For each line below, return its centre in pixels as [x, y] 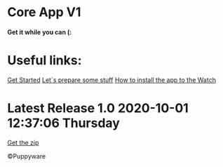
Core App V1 [44, 12]
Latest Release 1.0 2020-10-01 [98, 108]
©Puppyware [27, 156]
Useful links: [45, 60]
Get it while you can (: [40, 32]
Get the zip [23, 142]
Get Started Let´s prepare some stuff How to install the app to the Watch [111, 80]
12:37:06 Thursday [64, 123]
